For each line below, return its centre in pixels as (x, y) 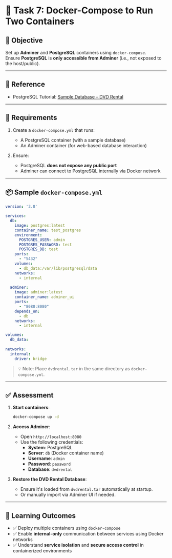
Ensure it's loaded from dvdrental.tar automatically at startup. (87, 489)
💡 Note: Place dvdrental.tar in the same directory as (74, 368)
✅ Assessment (29, 395)
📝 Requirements (31, 118)
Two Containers (40, 21)
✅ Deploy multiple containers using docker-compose (67, 528)
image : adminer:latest (39, 292)
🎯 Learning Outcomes (40, 516)
